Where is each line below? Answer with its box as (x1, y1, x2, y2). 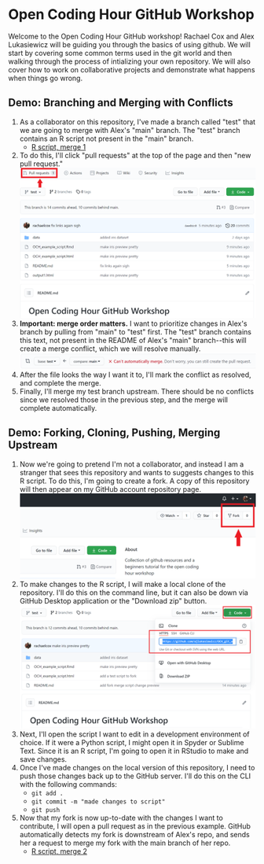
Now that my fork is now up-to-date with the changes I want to (19, 813, 224, 822)
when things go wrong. (8, 73, 83, 83)
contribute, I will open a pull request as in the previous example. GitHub (19, 821, 251, 831)
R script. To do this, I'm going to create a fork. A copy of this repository (19, 476, 250, 486)
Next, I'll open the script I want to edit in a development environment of (19, 729, 250, 739)
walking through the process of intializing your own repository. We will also (8, 57, 251, 66)
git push (31, 806, 60, 814)
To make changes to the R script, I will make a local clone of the (19, 580, 226, 589)
